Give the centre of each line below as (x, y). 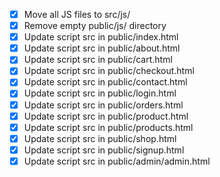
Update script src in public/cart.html (98, 60)
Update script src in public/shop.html (100, 138)
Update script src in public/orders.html (103, 105)
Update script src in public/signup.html (104, 150)
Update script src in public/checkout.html (109, 71)
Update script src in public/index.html (101, 37)
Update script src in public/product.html (106, 116)
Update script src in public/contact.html (105, 82)
